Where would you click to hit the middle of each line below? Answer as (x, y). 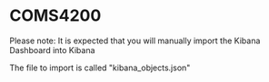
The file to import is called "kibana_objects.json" (100, 68)
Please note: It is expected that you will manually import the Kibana (135, 41)
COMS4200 (55, 16)
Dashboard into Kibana (52, 50)
